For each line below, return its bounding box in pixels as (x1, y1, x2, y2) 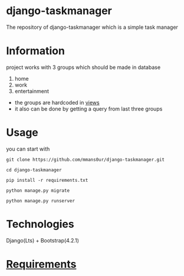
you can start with (6, 145, 50, 152)
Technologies (6, 218, 75, 231)
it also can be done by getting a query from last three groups (14, 105, 163, 112)
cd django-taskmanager (6, 167, 62, 173)
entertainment (14, 87, 49, 95)
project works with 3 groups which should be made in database (6, 64, 161, 71)
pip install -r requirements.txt (6, 177, 88, 183)
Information (6, 44, 65, 58)
